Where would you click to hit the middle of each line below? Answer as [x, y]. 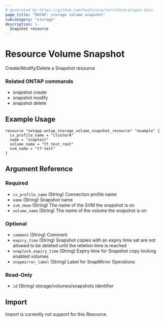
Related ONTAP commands [39, 81]
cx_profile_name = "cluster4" [42, 135]
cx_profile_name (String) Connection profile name [65, 194]
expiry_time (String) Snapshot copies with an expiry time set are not [84, 240]
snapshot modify [30, 98]
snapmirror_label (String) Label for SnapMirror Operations [74, 262]
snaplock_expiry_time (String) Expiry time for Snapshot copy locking [84, 251]
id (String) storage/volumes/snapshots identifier [63, 286]
